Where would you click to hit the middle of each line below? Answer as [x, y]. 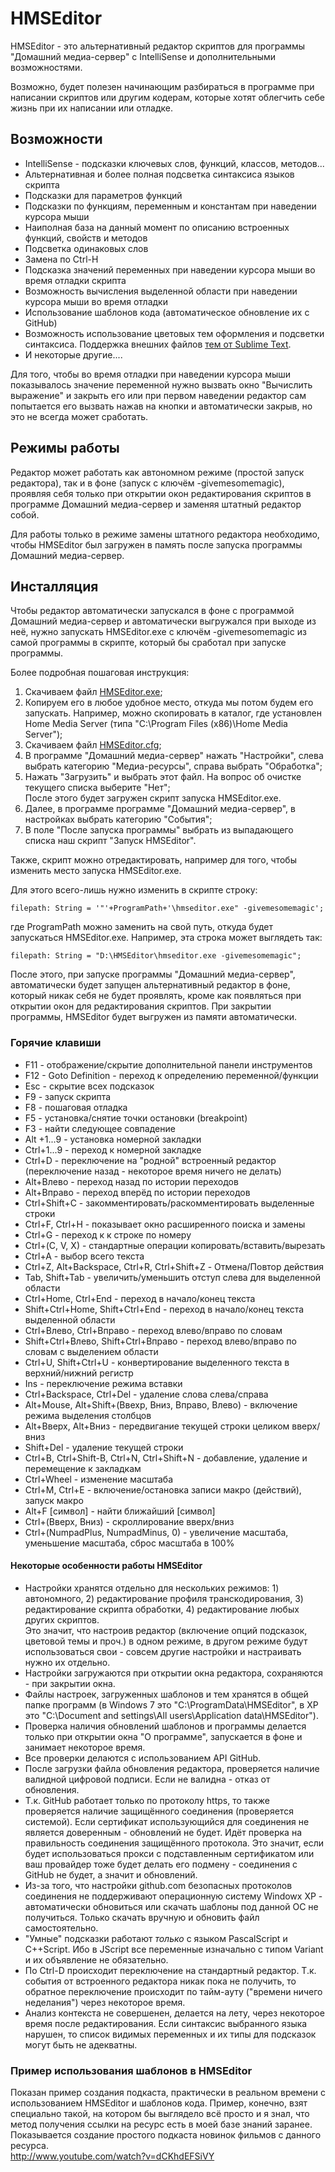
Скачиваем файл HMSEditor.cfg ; [93, 745]
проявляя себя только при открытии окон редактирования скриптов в [161, 493]
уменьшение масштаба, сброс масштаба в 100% [129, 1543]
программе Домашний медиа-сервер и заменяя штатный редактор [156, 504]
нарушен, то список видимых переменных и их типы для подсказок [170, 2034]
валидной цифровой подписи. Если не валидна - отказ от [147, 1779]
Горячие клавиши [56, 1043]
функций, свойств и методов [86, 238]
